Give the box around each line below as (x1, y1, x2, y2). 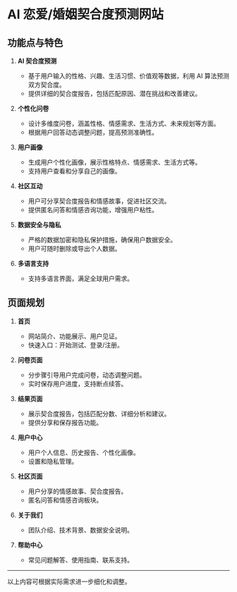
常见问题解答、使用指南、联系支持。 (28, 555, 134, 564)
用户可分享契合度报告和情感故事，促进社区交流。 (28, 197, 171, 205)
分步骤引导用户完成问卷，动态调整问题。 (28, 371, 146, 379)
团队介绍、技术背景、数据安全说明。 (28, 526, 134, 534)
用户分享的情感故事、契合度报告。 (28, 487, 128, 495)
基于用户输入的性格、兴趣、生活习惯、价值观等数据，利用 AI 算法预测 (28, 72, 229, 80)
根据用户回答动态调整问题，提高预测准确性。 (28, 128, 159, 136)
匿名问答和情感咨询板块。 (28, 495, 103, 504)
